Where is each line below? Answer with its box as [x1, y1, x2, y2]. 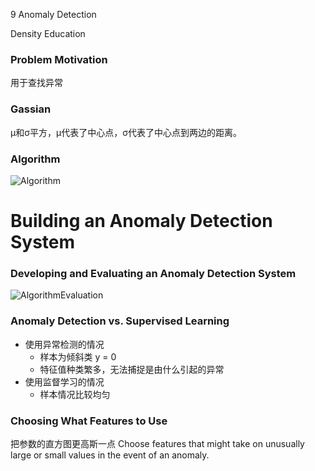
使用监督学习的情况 [24, 375, 105, 388]
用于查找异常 [10, 77, 63, 89]
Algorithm [10, 152, 61, 166]
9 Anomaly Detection [10, 9, 97, 20]
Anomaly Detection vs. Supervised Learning [10, 314, 230, 328]
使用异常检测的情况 [24, 338, 105, 350]
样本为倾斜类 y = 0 [39, 350, 117, 363]
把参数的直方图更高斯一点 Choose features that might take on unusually [10, 437, 305, 449]
